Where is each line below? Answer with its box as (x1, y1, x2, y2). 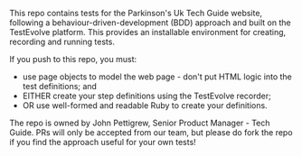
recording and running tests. (9, 36, 116, 47)
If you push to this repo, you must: (9, 54, 137, 64)
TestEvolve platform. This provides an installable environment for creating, (9, 27, 287, 37)
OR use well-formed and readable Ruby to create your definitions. (22, 100, 269, 111)
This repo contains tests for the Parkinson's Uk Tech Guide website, (9, 8, 263, 18)
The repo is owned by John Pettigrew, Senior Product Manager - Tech (9, 117, 270, 128)
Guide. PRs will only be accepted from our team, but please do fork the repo (9, 127, 293, 138)
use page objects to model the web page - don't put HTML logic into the (22, 71, 292, 82)
